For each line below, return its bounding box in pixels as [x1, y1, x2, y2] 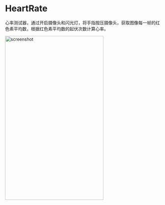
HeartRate [5, 3, 48, 14]
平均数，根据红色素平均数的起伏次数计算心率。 [13, 25, 109, 32]
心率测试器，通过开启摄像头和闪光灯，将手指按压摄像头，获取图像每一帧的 [5, 20, 156, 25]
